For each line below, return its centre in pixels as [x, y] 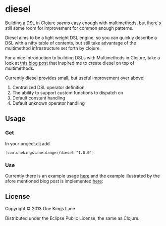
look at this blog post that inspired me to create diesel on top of [70, 63]
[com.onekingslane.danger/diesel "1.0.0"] [50, 153]
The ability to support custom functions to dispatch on [68, 92]
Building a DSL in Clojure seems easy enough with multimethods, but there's [83, 23]
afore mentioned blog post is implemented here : [54, 181]
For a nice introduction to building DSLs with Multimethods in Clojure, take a [83, 57]
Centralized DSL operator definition [48, 87]
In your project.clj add [28, 143]
